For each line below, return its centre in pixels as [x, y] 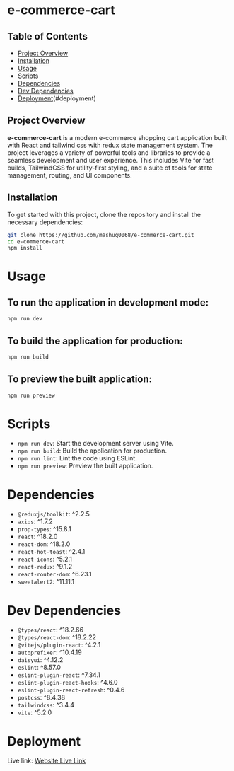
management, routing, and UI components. [70, 175]
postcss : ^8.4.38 [41, 697]
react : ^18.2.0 [37, 537]
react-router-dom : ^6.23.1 [54, 574]
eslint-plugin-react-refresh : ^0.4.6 [71, 690]
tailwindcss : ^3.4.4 [46, 705]
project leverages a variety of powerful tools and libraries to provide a [109, 152]
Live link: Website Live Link [47, 761]
